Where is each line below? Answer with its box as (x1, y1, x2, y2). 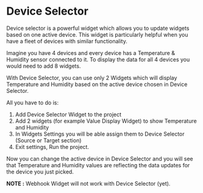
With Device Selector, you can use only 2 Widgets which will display (6, 74, 177, 81)
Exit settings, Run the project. (15, 143, 90, 150)
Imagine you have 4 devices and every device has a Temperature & (6, 49, 176, 56)
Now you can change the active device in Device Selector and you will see (6, 155, 193, 162)
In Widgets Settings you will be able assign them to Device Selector (15, 130, 185, 137)
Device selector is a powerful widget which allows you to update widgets (6, 24, 190, 32)
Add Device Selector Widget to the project (15, 111, 122, 118)
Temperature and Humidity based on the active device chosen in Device (6, 81, 188, 88)
